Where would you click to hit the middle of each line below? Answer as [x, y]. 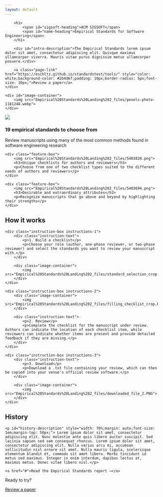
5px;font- [147, 78]
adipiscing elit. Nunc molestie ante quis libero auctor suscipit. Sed [79, 437]
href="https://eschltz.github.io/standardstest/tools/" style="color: [78, 74]
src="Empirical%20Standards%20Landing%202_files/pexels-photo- [90, 100]
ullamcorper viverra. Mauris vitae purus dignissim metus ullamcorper [78, 57]
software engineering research [36, 145]
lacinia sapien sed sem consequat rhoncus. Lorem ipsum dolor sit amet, [80, 441]
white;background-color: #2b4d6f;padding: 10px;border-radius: [70, 78]
